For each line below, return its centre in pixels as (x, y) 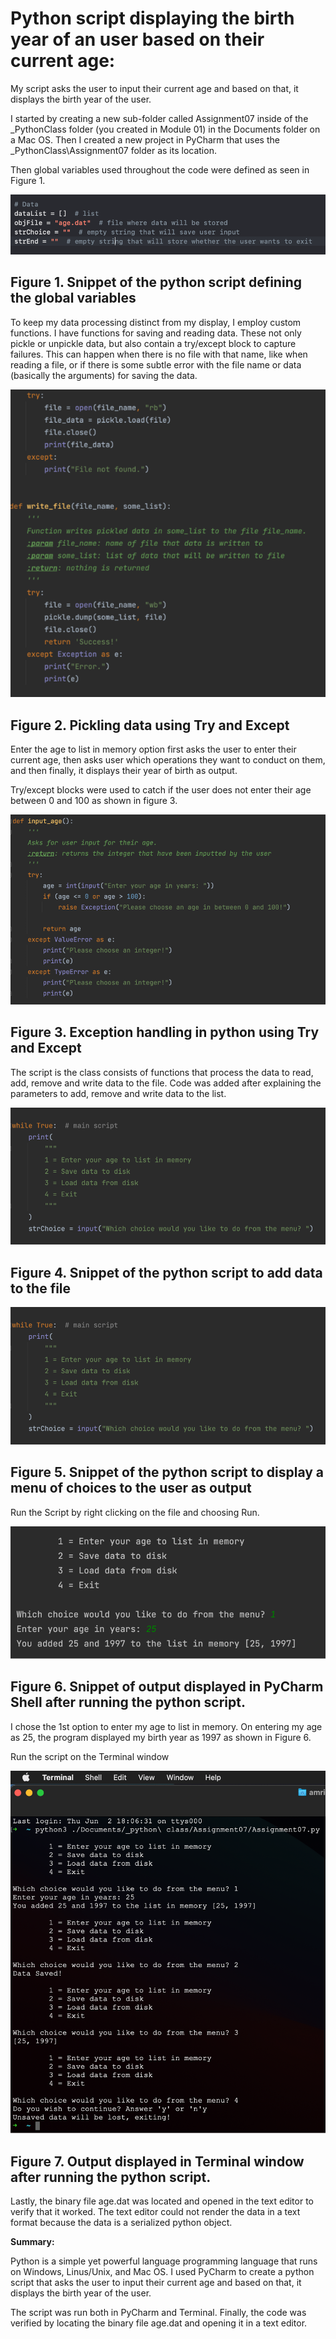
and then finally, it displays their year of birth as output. (124, 771)
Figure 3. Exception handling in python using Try (165, 1032)
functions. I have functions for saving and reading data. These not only (156, 333)
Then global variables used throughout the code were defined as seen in (160, 169)
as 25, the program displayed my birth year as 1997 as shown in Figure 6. (161, 1737)
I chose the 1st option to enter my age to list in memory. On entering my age (166, 1726)
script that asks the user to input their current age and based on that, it (156, 2283)
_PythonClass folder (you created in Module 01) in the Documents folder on (165, 129)
